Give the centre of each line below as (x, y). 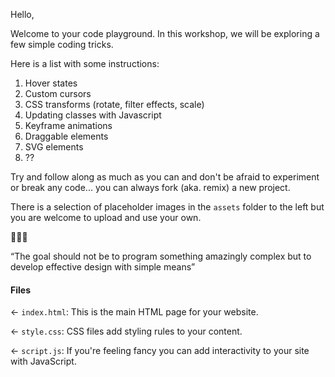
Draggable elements (66, 136)
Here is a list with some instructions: (85, 63)
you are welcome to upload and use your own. (106, 217)
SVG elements (54, 147)
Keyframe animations (68, 125)
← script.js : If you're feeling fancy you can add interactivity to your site (160, 351)
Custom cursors (58, 93)
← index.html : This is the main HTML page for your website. (134, 312)
